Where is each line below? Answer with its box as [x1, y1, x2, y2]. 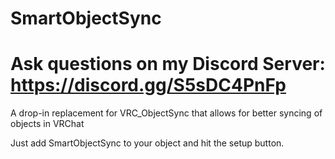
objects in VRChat [10, 118, 85, 130]
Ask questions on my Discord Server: [10, 53, 326, 76]
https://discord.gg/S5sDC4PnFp [10, 74, 287, 97]
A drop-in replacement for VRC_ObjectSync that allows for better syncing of [10, 107, 323, 119]
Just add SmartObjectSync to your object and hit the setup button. [10, 137, 285, 149]
